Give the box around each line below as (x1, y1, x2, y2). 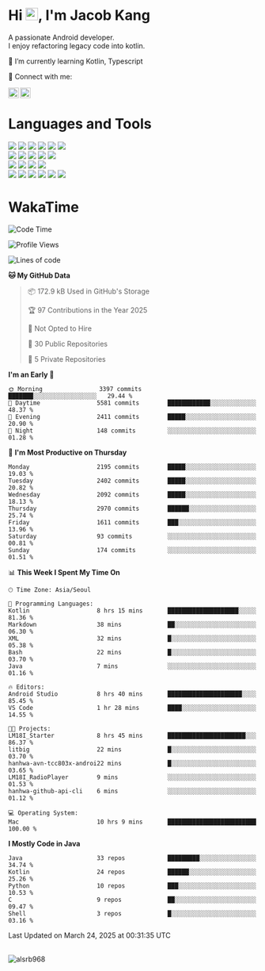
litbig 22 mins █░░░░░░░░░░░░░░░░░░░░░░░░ (8, 745, 257, 754)
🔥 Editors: (8, 683, 45, 691)
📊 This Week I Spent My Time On (8, 567, 120, 577)
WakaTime (8, 198, 79, 217)
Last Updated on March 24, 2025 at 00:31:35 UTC (8, 931, 172, 940)
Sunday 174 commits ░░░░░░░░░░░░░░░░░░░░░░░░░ (8, 546, 257, 554)
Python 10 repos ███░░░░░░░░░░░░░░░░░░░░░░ (8, 881, 257, 890)
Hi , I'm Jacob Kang (8, 6, 150, 25)
